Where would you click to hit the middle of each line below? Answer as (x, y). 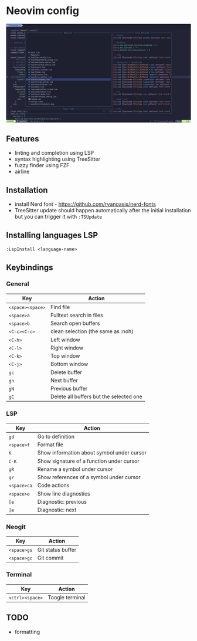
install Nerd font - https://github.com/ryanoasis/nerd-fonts (85, 204)
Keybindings (30, 267)
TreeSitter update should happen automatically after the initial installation (103, 211)
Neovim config (43, 11)
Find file (60, 307)
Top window (65, 356)
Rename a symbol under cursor (75, 469)
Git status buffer (57, 550)
